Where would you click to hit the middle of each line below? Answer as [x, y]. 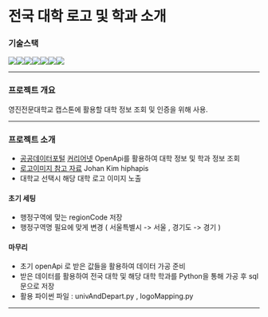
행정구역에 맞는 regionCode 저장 [71, 217]
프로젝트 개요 [32, 90]
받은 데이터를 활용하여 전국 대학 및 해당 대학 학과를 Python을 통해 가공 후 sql [139, 276]
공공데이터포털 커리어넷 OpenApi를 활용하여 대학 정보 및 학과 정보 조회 [130, 158]
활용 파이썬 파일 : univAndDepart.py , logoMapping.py [106, 296]
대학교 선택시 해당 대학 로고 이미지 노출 [81, 178]
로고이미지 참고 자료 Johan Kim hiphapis [84, 168]
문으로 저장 [37, 286]
